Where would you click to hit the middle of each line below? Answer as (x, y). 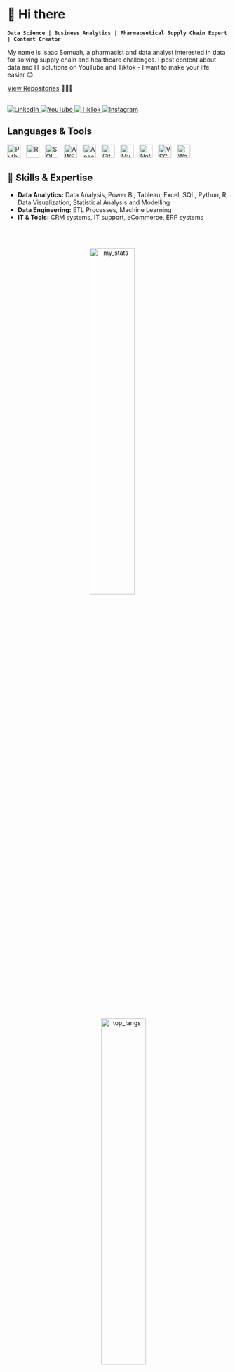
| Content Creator (34, 39)
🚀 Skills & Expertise (50, 178)
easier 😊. (21, 74)
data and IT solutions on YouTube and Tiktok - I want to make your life (108, 67)
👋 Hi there (36, 14)
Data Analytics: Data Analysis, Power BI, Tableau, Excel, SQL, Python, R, (122, 194)
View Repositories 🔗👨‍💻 (40, 88)
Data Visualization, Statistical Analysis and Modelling (94, 202)
